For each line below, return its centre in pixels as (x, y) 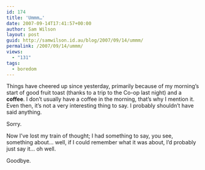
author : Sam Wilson (31, 29)
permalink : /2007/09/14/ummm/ (45, 46)
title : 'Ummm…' (26, 18)
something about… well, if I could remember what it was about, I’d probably (101, 142)
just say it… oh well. (31, 149)
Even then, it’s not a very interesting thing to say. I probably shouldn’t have (100, 106)
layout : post (23, 35)
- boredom (24, 69)
